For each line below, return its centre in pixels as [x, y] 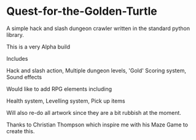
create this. [21, 131]
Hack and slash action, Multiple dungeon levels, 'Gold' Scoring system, [96, 70]
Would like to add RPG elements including [59, 89]
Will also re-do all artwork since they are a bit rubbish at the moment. [94, 112]
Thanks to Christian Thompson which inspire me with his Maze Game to [97, 125]
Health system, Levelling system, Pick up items [66, 101]
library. [15, 34]
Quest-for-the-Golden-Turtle [82, 11]
